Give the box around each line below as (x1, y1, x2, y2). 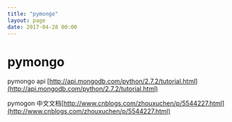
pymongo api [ (7, 77, 50, 85)
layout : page (7, 17, 46, 24)
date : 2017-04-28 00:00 (7, 23, 78, 30)
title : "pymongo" (7, 10, 59, 18)
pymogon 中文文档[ (7, 99, 64, 108)
